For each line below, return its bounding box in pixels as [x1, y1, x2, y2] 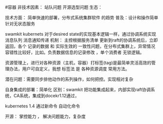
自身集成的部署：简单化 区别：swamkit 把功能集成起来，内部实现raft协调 [5, 87, 151, 92]
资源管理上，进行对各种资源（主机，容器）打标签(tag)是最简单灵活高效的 [5, 60, 152, 65]
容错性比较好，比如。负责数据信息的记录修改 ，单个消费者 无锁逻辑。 [5, 49, 144, 55]
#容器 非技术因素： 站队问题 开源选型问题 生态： [5, 4, 102, 10]
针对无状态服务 [5, 21, 35, 26]
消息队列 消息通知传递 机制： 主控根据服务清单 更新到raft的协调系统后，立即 [5, 37, 158, 43]
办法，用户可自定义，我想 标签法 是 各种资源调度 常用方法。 [9, 66, 130, 72]
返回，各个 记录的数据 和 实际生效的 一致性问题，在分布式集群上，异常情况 [5, 43, 155, 49]
